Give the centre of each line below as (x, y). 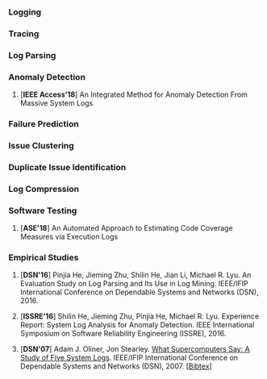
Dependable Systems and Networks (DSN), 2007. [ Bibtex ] (116, 366)
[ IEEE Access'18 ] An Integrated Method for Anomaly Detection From (134, 94)
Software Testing (43, 210)
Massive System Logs (56, 103)
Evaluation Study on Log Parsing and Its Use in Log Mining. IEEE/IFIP (134, 284)
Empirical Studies (44, 257)
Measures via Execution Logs (69, 237)
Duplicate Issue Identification (67, 167)
